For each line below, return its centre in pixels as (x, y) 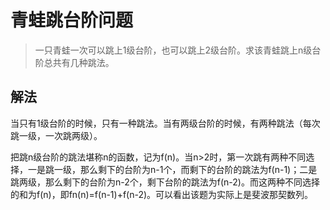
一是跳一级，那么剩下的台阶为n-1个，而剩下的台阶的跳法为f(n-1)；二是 (172, 169)
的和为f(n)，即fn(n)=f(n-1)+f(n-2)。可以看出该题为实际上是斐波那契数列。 (162, 194)
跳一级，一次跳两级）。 (56, 135)
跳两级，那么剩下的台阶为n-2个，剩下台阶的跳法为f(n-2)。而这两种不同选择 (165, 182)
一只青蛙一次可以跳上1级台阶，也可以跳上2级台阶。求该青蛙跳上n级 (173, 50)
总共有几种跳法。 (79, 62)
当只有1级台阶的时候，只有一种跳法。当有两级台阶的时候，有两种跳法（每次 (165, 123)
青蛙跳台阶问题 (72, 20)
